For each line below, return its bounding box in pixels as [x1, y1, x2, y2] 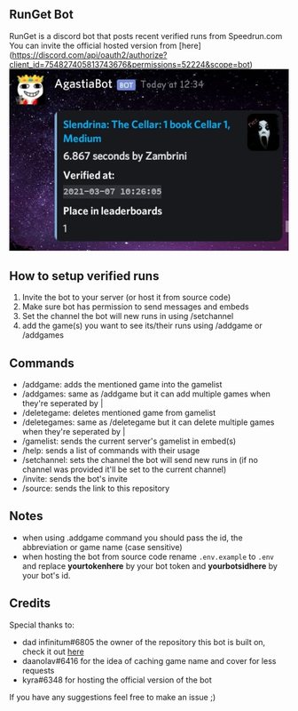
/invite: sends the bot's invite [21, 474, 129, 484]
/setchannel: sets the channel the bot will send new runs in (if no [21, 455, 259, 466]
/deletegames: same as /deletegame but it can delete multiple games [21, 417, 275, 427]
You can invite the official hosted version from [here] [9, 40, 201, 51]
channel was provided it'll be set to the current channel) [21, 464, 227, 475]
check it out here [21, 646, 84, 657]
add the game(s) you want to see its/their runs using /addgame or [21, 320, 263, 332]
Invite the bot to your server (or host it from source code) [21, 292, 231, 303]
